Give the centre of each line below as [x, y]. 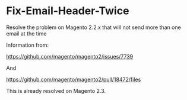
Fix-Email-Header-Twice [68, 11]
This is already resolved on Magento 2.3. [56, 91]
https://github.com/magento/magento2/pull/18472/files [74, 79]
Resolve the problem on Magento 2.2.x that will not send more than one [93, 27]
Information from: [28, 45]
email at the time [26, 33]
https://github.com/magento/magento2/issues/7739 [70, 56]
